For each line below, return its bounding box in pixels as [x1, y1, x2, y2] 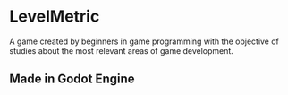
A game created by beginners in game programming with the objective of [9, 36, 280, 47]
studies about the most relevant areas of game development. [9, 45, 234, 56]
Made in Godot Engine [9, 72, 136, 87]
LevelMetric [9, 6, 100, 27]
